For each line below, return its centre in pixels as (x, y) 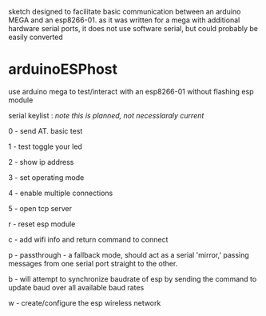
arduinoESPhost (63, 69)
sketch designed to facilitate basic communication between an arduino (125, 12)
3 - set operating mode (46, 177)
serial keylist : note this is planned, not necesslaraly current (106, 115)
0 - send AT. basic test (46, 130)
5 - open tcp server (40, 208)
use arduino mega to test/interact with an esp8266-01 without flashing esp (131, 91)
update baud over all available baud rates (76, 287)
